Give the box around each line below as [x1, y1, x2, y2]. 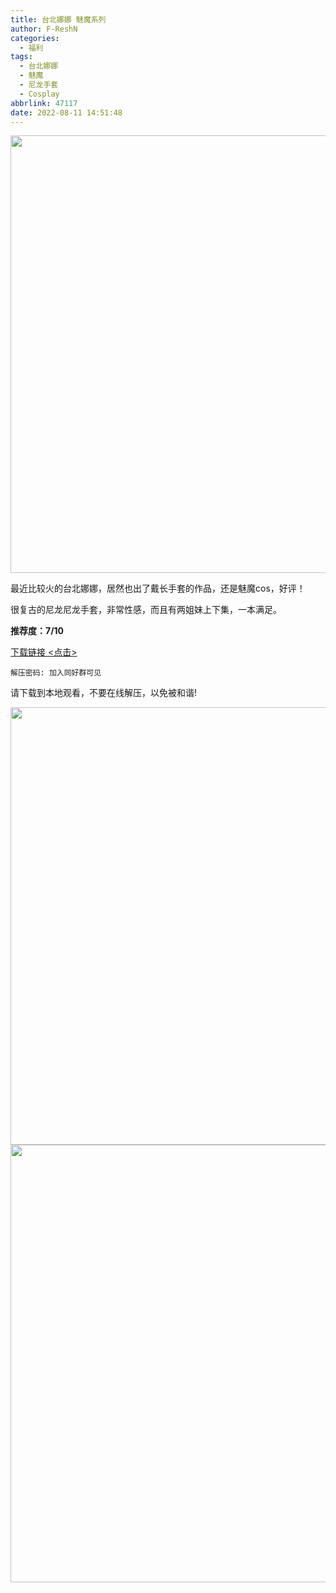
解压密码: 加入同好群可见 [10, 668, 102, 678]
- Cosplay [19, 89, 60, 99]
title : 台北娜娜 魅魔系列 [10, 14, 107, 25]
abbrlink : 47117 [10, 98, 78, 108]
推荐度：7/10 [10, 625, 65, 637]
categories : [10, 33, 60, 43]
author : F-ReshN [10, 24, 78, 34]
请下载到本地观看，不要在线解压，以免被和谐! [10, 687, 198, 699]
